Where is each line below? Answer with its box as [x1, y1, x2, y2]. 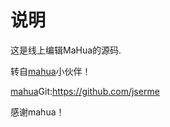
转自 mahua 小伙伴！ [10, 65, 92, 77]
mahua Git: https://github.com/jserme [10, 85, 160, 97]
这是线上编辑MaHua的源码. [10, 44, 122, 56]
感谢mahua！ [10, 106, 65, 118]
